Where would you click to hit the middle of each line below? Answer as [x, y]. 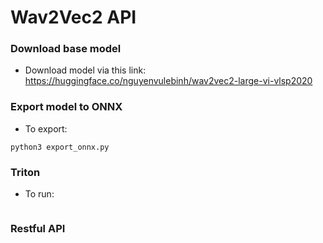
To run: [39, 194]
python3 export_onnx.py [60, 147]
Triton [25, 172]
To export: [46, 128]
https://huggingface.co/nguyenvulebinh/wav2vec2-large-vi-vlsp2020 [168, 81]
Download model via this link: [85, 70]
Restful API [38, 228]
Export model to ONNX [66, 107]
